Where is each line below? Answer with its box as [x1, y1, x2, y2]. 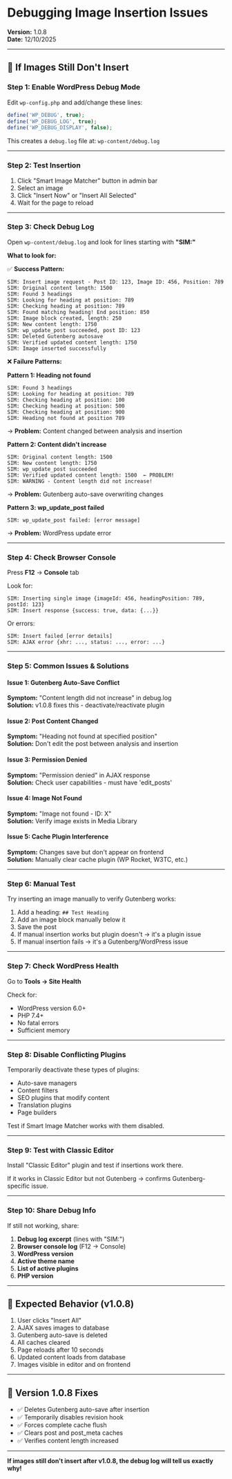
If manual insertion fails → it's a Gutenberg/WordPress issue [17, 937, 188, 946]
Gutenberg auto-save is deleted [17, 1331, 108, 1339]
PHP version [17, 1271, 54, 1280]
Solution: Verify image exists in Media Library [7, 816, 137, 825]
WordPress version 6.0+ [17, 1004, 86, 1012]
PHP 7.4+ [17, 1011, 44, 1020]
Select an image [17, 183, 64, 192]
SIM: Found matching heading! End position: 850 [7, 309, 150, 315]
